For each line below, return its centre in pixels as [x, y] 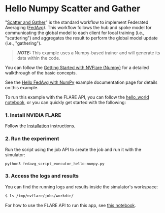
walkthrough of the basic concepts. [41, 72]
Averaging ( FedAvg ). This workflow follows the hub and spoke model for [78, 27]
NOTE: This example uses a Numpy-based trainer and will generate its [88, 53]
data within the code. [39, 58]
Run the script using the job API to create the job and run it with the [73, 149]
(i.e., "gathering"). [23, 43]
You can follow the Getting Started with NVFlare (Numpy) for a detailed [77, 68]
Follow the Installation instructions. [40, 126]
